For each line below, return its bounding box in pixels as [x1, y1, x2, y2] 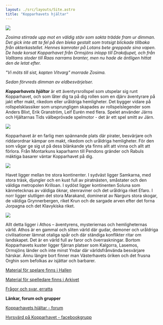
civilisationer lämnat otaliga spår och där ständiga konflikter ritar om [5, 232, 142, 237]
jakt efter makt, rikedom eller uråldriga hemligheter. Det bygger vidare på [5, 98, 151, 105]
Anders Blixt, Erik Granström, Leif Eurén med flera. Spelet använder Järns [5, 109, 153, 115]
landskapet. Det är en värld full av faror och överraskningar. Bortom [5, 237, 140, 243]
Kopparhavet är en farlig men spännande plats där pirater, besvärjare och [5, 132, 152, 139]
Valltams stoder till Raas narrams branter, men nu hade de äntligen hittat [5, 54, 152, 61]
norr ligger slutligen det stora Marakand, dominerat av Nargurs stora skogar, [5, 193, 158, 199]
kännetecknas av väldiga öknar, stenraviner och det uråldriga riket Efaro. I [5, 187, 153, 193]
